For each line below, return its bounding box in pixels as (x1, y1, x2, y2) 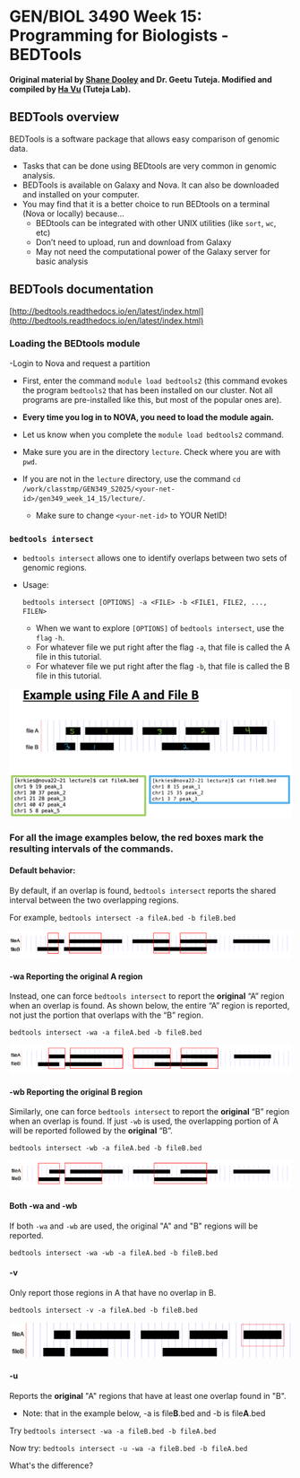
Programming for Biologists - (9, 25, 229, 46)
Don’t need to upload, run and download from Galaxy (35, 236, 232, 248)
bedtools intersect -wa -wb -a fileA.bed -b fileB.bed (9, 1248, 219, 1257)
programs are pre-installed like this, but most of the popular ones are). (21, 394, 282, 405)
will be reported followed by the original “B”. (9, 1125, 173, 1136)
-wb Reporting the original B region (9, 1086, 143, 1097)
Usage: (21, 580, 49, 590)
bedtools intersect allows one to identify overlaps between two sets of (21, 553, 288, 564)
